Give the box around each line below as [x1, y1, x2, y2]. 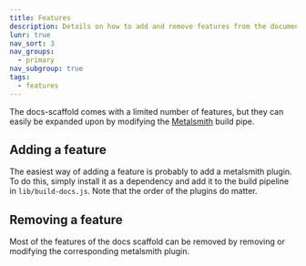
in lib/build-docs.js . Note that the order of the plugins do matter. [9, 186, 258, 197]
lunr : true [9, 30, 51, 39]
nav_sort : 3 [9, 38, 55, 48]
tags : [9, 73, 30, 82]
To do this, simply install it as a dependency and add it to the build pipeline [9, 176, 290, 187]
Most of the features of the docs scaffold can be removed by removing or [9, 236, 285, 247]
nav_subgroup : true [9, 65, 84, 74]
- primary [17, 56, 55, 65]
